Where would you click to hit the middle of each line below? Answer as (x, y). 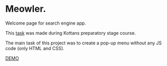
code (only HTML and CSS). (35, 48)
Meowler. (26, 9)
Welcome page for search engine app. (46, 23)
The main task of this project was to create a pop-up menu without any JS (84, 43)
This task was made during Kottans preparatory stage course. (71, 33)
